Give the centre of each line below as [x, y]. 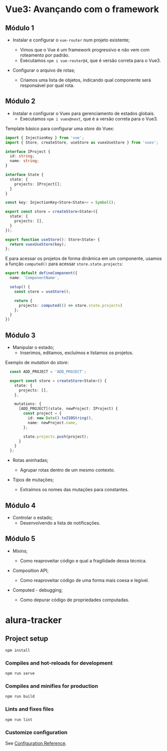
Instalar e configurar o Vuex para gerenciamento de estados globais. [83, 113]
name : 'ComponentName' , [34, 278]
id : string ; [22, 156]
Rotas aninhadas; [30, 460]
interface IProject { [28, 152]
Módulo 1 [20, 28]
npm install [18, 650]
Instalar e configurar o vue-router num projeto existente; [71, 40]
